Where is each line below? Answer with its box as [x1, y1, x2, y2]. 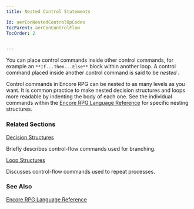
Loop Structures [6, 157, 45, 164]
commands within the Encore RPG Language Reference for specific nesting [6, 99, 189, 107]
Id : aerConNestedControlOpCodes [6, 19, 85, 25]
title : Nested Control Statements [6, 8, 91, 15]
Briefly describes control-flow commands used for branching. [6, 145, 156, 152]
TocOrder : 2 [6, 30, 35, 36]
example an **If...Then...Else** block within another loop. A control [6, 63, 176, 70]
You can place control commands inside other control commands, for [6, 57, 174, 64]
